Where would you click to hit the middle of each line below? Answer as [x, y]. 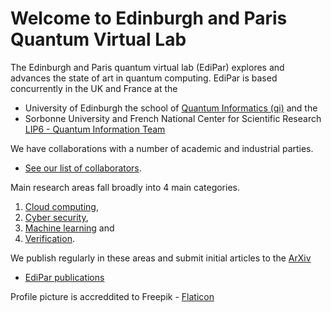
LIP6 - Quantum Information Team [95, 129]
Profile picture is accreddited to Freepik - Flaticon [112, 296]
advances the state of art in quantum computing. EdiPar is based [144, 78]
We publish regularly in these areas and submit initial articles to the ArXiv [161, 258]
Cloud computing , [61, 206]
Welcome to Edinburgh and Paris [149, 18]
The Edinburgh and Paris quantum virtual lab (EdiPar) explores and [147, 67]
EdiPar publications [64, 277]
